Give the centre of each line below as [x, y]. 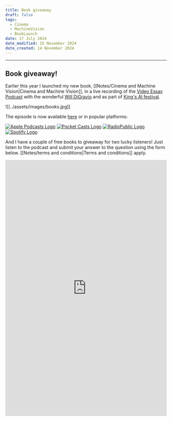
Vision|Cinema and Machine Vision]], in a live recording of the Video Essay [84, 91]
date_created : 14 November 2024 [40, 48]
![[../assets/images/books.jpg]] [38, 107]
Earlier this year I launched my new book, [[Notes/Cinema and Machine [80, 86]
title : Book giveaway [28, 10]
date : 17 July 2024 [26, 39]
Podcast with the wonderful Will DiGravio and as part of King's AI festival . [83, 97]
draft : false [19, 15]
